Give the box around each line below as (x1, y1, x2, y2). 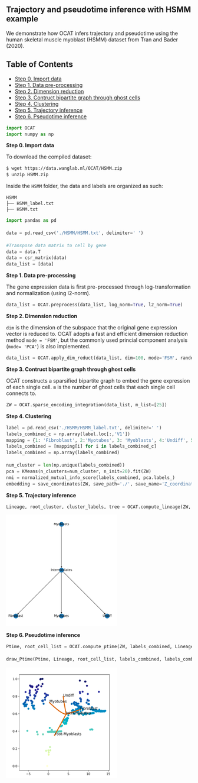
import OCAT (6, 125, 35, 131)
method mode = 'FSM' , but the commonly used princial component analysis (6, 337, 188, 344)
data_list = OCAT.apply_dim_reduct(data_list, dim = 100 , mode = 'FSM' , (6, 355, 178, 361)
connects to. (6, 390, 37, 397)
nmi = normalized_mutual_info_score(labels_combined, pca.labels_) (6, 474, 176, 481)
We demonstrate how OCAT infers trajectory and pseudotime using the (6, 30, 179, 37)
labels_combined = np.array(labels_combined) (6, 449, 120, 456)
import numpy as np (6, 131, 54, 137)
